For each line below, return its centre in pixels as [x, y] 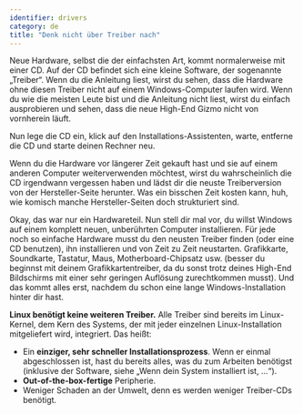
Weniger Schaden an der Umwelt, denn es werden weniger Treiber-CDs [157, 390]
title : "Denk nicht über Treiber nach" [85, 35]
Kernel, [23, 325]
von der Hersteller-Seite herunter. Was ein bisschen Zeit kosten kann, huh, [149, 193]
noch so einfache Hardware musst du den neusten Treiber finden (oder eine [152, 239]
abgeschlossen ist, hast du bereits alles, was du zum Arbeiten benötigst [157, 361]
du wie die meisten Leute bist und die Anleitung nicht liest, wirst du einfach [150, 99]
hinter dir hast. [37, 298]
